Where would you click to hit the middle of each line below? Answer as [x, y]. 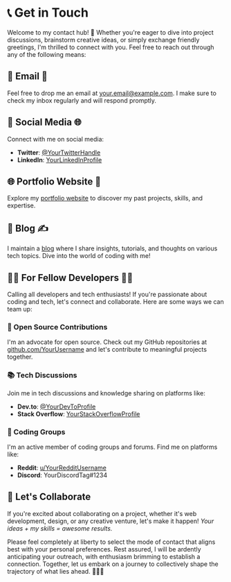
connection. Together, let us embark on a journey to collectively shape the [113, 564]
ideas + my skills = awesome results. [60, 528]
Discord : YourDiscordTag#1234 [62, 475]
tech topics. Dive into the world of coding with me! [79, 256]
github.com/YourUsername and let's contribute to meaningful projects [107, 350]
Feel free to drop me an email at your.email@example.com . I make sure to [112, 93]
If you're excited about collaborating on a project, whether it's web [102, 513]
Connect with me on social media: [56, 139]
